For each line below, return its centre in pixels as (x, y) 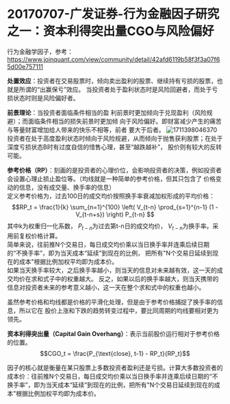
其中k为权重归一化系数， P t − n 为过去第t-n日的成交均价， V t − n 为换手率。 (110, 226)
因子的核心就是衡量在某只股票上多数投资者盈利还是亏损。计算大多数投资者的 (115, 368)
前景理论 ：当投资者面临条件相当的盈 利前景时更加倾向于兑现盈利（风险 (107, 112)
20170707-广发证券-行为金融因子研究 (113, 14)
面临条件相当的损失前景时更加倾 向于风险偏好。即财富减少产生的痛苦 (125, 121)
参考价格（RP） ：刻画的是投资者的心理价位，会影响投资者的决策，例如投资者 (115, 170)
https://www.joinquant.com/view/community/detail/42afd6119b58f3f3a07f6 (114, 59)
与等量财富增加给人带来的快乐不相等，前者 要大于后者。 (86, 130)
